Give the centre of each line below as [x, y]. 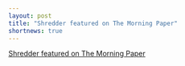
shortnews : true [35, 31]
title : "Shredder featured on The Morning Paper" [93, 23]
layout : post [30, 16]
